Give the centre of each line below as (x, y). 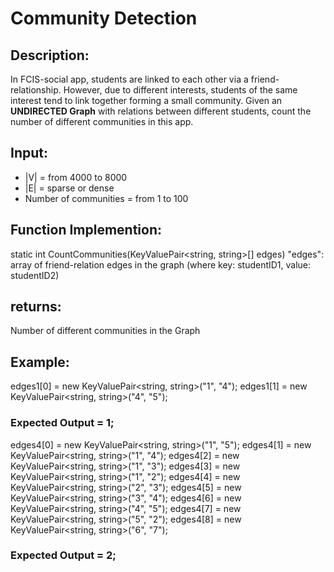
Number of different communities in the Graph (105, 331)
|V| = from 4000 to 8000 (76, 177)
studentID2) (35, 275)
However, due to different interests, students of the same (180, 90)
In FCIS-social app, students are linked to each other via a (129, 79)
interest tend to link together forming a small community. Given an (146, 100)
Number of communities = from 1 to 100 (106, 198)
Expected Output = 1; (62, 423)
